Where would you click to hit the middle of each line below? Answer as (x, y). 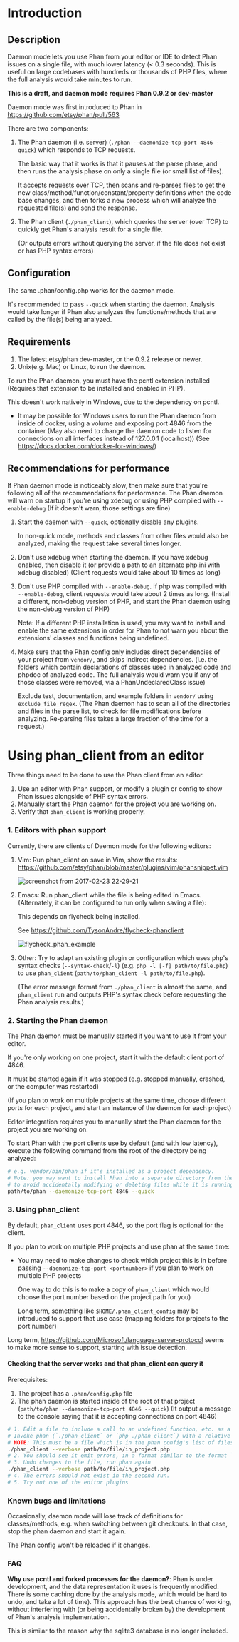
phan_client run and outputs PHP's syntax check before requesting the (122, 994)
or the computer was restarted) (53, 1086)
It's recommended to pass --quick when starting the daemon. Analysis (111, 304)
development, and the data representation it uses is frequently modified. (113, 1587)
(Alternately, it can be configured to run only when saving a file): (112, 902)
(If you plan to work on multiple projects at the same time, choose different (117, 1100)
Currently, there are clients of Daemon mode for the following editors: (109, 846)
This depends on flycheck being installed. (79, 916)
